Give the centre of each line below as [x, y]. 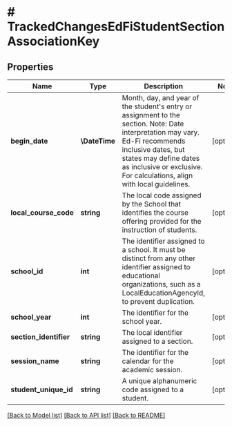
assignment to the [151, 115]
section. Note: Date [153, 124]
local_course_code [42, 213]
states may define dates [161, 158]
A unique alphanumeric [159, 381]
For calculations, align [157, 175]
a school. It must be [154, 250]
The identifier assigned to [163, 241]
